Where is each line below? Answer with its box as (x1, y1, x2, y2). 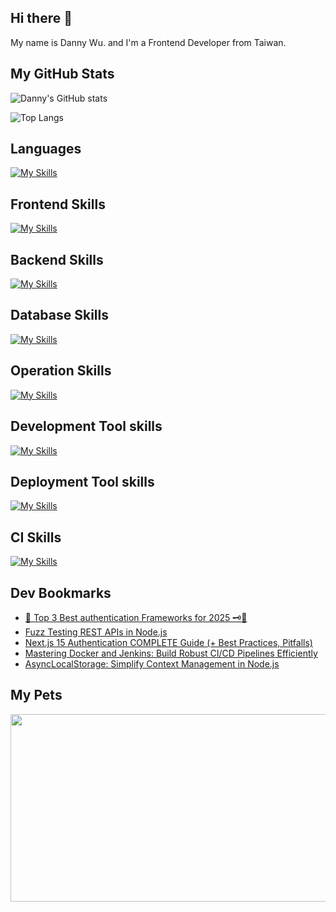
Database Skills (10, 307, 109, 324)
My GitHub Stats (10, 66, 115, 83)
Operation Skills (10, 362, 112, 380)
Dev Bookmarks (10, 584, 112, 601)
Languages (10, 141, 82, 158)
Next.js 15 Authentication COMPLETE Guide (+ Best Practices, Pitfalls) (24, 636, 313, 648)
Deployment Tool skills (10, 473, 155, 490)
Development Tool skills (10, 418, 163, 435)
